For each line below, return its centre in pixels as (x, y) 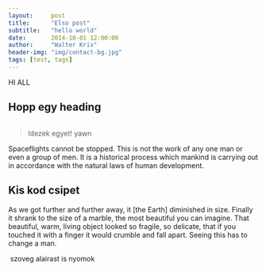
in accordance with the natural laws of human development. (106, 165)
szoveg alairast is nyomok (52, 258)
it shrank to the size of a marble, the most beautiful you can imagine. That (129, 218)
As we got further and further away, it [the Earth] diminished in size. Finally (131, 209)
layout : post (37, 15)
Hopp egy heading (55, 107)
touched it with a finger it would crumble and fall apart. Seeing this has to (128, 235)
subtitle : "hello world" (53, 30)
